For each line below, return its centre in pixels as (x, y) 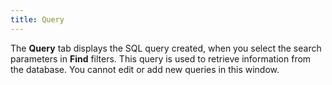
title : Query (37, 19)
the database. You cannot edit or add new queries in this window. (145, 69)
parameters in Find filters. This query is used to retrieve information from (161, 58)
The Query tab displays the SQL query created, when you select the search (166, 48)
